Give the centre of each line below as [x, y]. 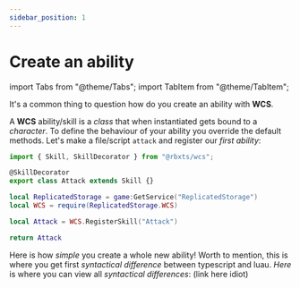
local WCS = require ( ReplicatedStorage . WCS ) [94, 206]
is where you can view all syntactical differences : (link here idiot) [129, 274]
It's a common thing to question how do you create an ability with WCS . [141, 104]
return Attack [36, 238]
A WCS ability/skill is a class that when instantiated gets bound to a [133, 121]
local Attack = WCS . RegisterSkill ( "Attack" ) [94, 221]
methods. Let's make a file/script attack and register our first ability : [135, 140]
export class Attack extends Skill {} [81, 181]
